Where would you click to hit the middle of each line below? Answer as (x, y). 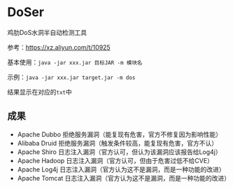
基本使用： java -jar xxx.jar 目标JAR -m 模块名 (75, 62)
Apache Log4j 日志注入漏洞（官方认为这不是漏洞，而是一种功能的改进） (121, 169)
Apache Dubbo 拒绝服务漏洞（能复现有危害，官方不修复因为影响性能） (120, 134)
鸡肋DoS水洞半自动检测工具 (47, 32)
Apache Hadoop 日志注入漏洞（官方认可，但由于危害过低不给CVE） (115, 160)
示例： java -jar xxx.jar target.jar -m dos (71, 77)
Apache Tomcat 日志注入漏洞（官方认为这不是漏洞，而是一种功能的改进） (124, 178)
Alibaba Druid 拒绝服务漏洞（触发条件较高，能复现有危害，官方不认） (118, 143)
